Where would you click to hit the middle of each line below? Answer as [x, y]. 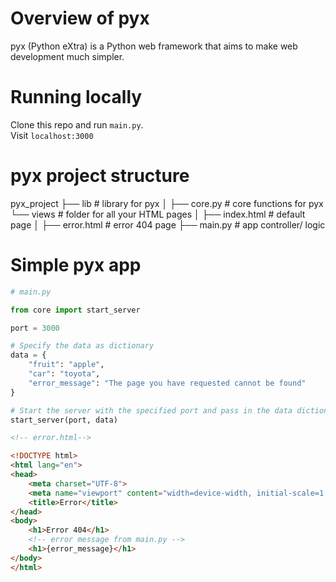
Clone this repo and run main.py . [77, 124]
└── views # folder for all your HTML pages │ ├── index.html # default [158, 214]
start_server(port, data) [64, 420]
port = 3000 [35, 328]
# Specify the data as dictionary [82, 346]
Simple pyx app [76, 265]
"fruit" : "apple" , [66, 365]
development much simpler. [67, 56]
